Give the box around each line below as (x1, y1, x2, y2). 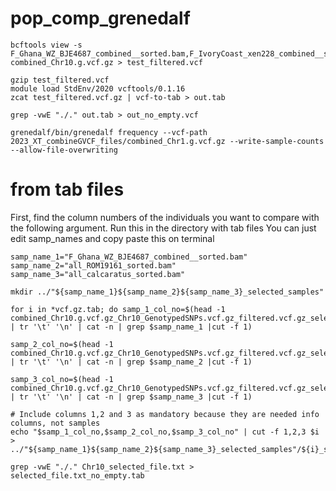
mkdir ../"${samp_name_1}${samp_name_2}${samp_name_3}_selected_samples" (10, 287, 325, 297)
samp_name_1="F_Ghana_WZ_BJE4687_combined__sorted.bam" (10, 252, 248, 262)
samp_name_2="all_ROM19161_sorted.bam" (10, 260, 177, 271)
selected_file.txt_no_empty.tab (10, 470, 145, 481)
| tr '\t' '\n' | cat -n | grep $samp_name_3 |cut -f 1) (10, 392, 253, 402)
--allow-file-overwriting (10, 145, 118, 155)
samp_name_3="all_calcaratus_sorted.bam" (10, 269, 186, 279)
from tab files (10, 178, 125, 201)
